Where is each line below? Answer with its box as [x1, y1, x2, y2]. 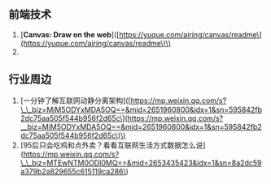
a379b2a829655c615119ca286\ [20, 166, 126, 176]
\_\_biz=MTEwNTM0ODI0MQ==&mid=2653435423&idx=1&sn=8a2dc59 [20, 157, 262, 168]
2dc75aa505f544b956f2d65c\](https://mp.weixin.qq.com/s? [20, 113, 224, 123]
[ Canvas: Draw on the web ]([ [20, 29, 120, 39]
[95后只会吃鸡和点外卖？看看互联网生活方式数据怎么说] [20, 140, 206, 150]
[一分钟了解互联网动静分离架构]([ [20, 96, 132, 105]
